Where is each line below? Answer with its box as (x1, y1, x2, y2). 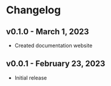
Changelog (6, 3, 61, 17)
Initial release (14, 74, 47, 81)
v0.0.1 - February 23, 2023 (6, 59, 106, 69)
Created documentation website (14, 42, 93, 49)
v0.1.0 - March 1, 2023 (6, 27, 89, 37)
